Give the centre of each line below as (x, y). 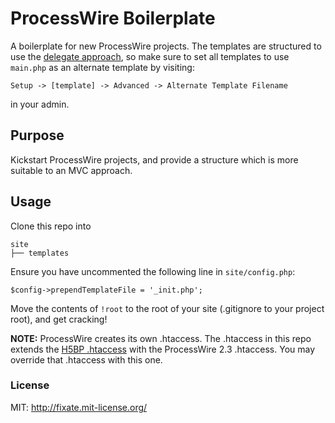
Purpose (37, 135)
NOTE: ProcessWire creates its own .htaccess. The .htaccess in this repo (161, 338)
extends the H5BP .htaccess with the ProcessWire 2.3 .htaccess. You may (163, 349)
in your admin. (40, 104)
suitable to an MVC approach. (71, 170)
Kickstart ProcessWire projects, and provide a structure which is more (154, 159)
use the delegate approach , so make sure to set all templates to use (150, 56)
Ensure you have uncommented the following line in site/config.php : (153, 271)
